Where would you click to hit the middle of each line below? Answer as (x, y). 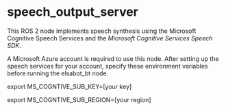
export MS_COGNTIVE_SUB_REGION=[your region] (79, 99)
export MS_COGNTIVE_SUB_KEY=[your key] (70, 86)
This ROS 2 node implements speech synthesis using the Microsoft (102, 31)
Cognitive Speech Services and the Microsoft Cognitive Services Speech (110, 38)
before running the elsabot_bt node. (58, 73)
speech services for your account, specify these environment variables (108, 66)
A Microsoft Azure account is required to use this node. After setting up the (113, 58)
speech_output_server (73, 12)
